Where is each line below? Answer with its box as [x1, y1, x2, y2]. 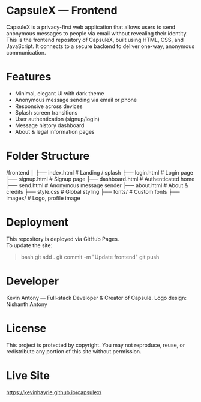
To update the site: [6, 241, 53, 249]
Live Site [6, 368, 50, 382]
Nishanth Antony [6, 301, 48, 308]
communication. [6, 49, 46, 56]
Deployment [6, 215, 69, 229]
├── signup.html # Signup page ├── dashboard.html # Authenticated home [6, 175, 195, 182]
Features [6, 70, 52, 84]
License [6, 322, 47, 335]
